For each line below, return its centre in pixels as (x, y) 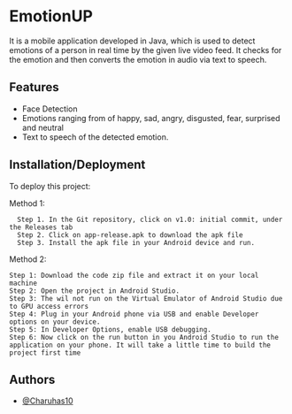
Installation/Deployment (77, 165)
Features (34, 87)
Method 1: (27, 203)
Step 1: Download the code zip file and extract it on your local (134, 275)
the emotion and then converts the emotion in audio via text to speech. (138, 59)
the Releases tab (41, 227)
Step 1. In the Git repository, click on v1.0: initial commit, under (150, 219)
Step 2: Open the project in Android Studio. (94, 291)
